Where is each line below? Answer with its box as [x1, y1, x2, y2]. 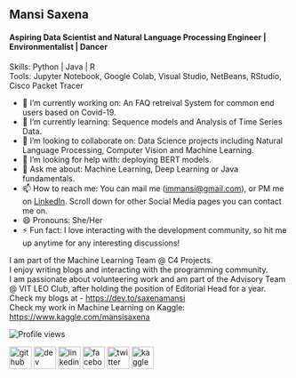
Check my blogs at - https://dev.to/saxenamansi [9, 293, 186, 303]
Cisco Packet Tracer [9, 80, 84, 91]
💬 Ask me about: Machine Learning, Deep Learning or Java [21, 164, 239, 174]
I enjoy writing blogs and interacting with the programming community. [9, 264, 268, 275]
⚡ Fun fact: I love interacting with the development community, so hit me [21, 224, 287, 235]
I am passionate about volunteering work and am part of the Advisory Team [9, 273, 286, 284]
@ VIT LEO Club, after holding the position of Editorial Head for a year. [9, 283, 267, 294]
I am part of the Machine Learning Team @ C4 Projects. [9, 254, 213, 265]
